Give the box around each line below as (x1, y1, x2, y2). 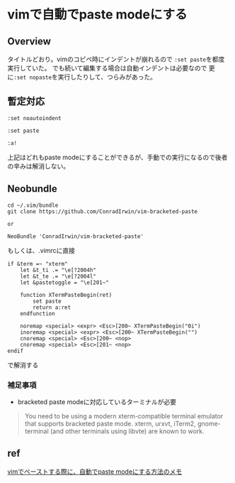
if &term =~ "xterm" (7, 260, 69, 267)
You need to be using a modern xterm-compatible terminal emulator (24, 411, 224, 420)
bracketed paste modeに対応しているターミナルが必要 (17, 397, 177, 406)
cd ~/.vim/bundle (7, 202, 59, 209)
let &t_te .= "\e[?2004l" (20, 273, 97, 280)
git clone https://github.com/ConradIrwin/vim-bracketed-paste (7, 207, 198, 215)
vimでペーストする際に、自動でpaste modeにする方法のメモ (7, 467, 183, 476)
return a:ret (33, 303, 71, 311)
